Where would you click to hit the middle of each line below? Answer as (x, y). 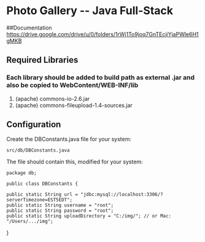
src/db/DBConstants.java (38, 150)
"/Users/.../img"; (30, 222)
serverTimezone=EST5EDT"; (39, 200)
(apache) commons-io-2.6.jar (52, 98)
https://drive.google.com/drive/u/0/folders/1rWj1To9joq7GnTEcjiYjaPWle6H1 (102, 34)
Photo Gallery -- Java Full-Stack (90, 11)
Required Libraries (42, 60)
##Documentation (29, 28)
